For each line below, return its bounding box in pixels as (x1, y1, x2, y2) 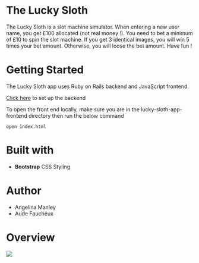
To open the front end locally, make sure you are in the (6, 105, 140, 113)
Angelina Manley (14, 203, 56, 211)
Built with (6, 143, 54, 157)
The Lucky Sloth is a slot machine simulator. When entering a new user (6, 23, 180, 30)
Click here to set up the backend (6, 94, 86, 101)
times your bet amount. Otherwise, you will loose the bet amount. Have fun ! (6, 42, 192, 49)
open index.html (6, 123, 46, 130)
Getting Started (6, 63, 84, 77)
